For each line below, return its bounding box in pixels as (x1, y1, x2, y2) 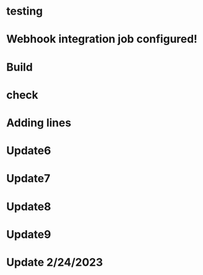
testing (6, 4, 43, 18)
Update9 (6, 227, 51, 241)
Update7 (6, 172, 51, 185)
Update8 (6, 199, 51, 213)
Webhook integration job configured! (6, 32, 198, 46)
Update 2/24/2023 (6, 255, 104, 269)
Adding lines (6, 116, 71, 129)
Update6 (6, 144, 51, 158)
